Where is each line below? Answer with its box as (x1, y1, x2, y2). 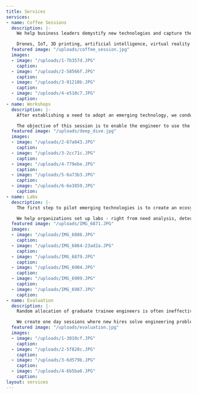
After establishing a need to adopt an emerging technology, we (16, 112, 177, 118)
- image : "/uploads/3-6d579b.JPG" (11, 357, 96, 363)
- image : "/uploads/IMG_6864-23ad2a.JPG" (11, 242, 114, 249)
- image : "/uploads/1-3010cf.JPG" (11, 335, 96, 341)
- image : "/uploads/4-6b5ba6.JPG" (11, 368, 96, 374)
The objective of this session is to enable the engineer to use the (16, 123, 191, 129)
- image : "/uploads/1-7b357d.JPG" (11, 57, 96, 64)
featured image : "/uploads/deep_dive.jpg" (11, 128, 117, 134)
